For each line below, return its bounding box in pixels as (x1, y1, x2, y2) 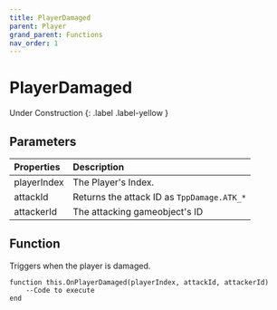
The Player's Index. (72, 176, 155, 189)
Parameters (9, 133, 77, 150)
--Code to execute (25, 286, 95, 295)
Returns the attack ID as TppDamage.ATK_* (72, 191, 247, 203)
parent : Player (9, 22, 67, 31)
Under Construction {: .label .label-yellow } (9, 108, 169, 119)
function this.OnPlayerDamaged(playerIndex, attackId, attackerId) (9, 277, 270, 286)
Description (72, 160, 125, 173)
